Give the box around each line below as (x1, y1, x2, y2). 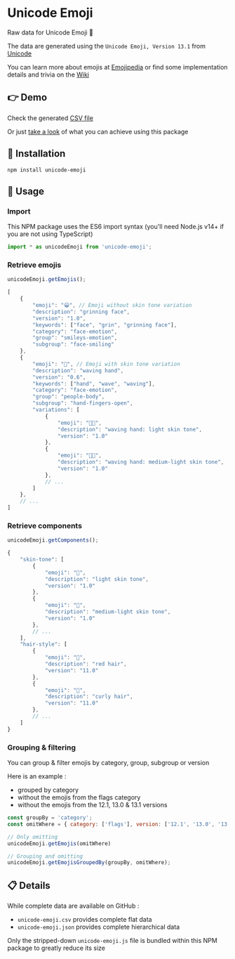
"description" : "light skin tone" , (44, 575, 149, 582)
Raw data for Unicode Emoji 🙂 (7, 28, 93, 37)
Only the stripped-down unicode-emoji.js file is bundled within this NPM (7, 937, 217, 945)
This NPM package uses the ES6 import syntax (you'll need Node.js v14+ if (7, 223, 224, 231)
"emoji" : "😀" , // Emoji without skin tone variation (32, 302, 192, 309)
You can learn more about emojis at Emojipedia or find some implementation (7, 63, 228, 71)
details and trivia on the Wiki (7, 70, 90, 79)
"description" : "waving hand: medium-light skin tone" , (57, 459, 224, 466)
